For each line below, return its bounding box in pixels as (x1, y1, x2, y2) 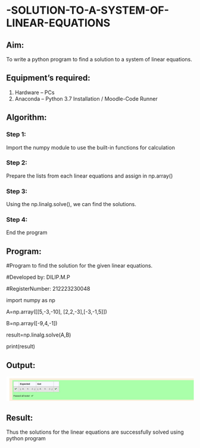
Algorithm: (6, 113, 47, 123)
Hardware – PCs (14, 89, 55, 96)
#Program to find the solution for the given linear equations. (6, 262, 153, 269)
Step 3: (6, 187, 28, 195)
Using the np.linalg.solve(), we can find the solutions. (6, 201, 137, 208)
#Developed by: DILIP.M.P (6, 273, 70, 281)
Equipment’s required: (6, 73, 90, 83)
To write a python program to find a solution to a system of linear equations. (6, 56, 192, 63)
